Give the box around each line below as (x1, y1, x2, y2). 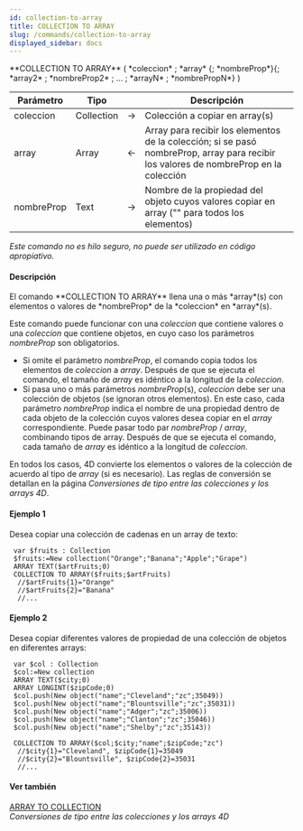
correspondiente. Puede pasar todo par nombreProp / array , (22, 422, 248, 434)
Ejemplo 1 (9, 509, 46, 519)
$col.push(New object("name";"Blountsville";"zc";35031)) (13, 699, 236, 708)
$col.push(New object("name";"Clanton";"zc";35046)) (13, 714, 216, 724)
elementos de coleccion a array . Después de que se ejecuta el (22, 365, 255, 376)
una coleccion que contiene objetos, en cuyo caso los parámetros (9, 328, 255, 339)
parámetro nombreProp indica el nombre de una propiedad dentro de (22, 403, 280, 414)
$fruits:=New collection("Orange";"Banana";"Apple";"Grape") (13, 554, 248, 563)
